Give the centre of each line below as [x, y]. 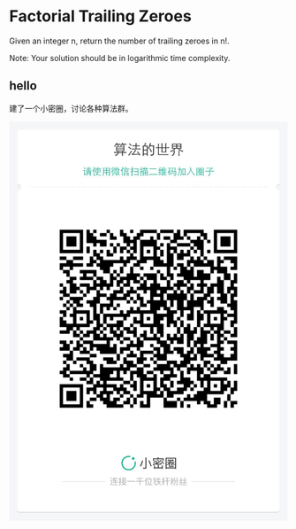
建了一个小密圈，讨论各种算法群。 [71, 108]
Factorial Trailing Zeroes [100, 16]
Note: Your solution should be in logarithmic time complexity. [120, 58]
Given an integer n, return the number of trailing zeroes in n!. [119, 41]
